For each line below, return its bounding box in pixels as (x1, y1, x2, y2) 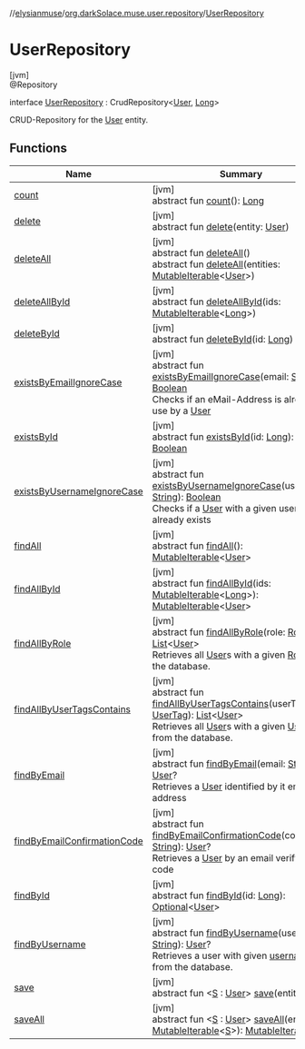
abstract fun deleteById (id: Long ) (152, 332, 293, 345)
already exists (152, 513, 212, 526)
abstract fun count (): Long (152, 194, 265, 207)
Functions (9, 141, 68, 156)
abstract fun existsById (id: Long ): (152, 430, 294, 443)
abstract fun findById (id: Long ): (152, 889, 286, 902)
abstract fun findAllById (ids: (152, 577, 271, 589)
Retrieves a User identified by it (152, 780, 286, 793)
